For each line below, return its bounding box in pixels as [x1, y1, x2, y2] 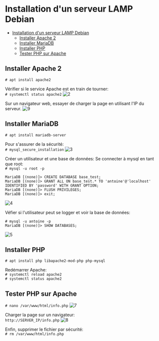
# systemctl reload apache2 [5, 272, 62, 277]
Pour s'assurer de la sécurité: [5, 141, 64, 147]
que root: [5, 161, 23, 167]
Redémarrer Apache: [5, 267, 47, 273]
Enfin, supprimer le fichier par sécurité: [5, 326, 84, 332]
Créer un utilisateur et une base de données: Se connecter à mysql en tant [5, 155, 154, 161]
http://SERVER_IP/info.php [5, 318, 60, 323]
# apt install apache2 [5, 77, 51, 82]
